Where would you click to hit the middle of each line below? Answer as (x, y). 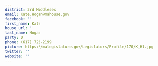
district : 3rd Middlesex (31, 10)
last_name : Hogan (23, 33)
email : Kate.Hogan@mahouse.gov (37, 14)
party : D (14, 38)
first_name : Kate (23, 24)
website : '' (17, 56)
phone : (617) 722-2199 (28, 42)
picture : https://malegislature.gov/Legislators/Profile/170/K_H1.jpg (79, 47)
